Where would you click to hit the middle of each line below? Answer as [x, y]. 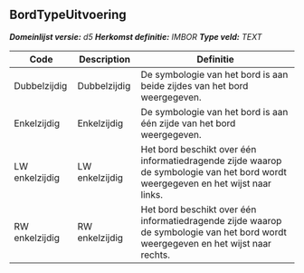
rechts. [155, 255]
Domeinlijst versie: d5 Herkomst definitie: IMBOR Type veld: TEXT [136, 36]
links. [152, 194]
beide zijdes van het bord [195, 85]
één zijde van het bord [188, 123]
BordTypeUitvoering [68, 15]
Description [104, 59]
